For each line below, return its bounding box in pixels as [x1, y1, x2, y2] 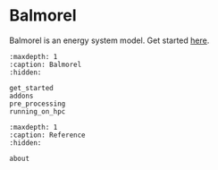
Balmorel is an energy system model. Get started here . [9, 35, 210, 46]
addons [9, 91, 34, 100]
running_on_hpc [9, 106, 66, 116]
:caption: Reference [9, 131, 87, 140]
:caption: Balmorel [9, 60, 82, 69]
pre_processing [9, 99, 66, 108]
